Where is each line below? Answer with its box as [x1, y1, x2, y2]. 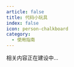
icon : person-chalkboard [6, 25, 69, 32]
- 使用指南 [11, 37, 35, 43]
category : [6, 31, 31, 37]
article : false [6, 8, 45, 15]
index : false [6, 20, 39, 26]
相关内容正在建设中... [6, 54, 59, 61]
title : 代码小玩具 [6, 14, 48, 21]
